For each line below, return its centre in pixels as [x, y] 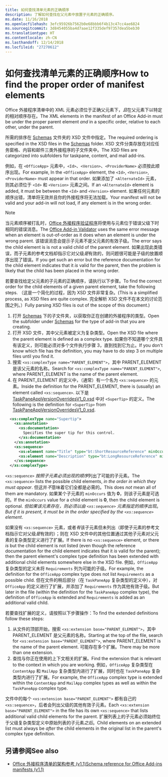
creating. [21, 327]
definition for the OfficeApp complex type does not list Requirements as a [79, 574]
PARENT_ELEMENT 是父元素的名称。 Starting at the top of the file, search [87, 636]
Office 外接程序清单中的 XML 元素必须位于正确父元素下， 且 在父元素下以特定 [84, 110]
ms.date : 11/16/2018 [27, 19]
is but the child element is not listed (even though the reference [70, 546]
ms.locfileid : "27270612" [32, 47]
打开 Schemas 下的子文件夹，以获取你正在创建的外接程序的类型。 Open [86, 316]
